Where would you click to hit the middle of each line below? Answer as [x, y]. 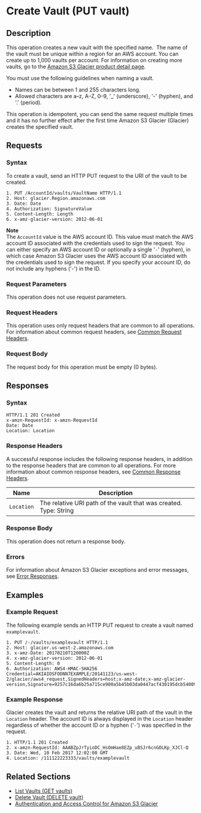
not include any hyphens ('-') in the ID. [54, 268]
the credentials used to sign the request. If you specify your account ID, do [98, 262]
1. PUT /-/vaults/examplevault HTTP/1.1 [57, 642]
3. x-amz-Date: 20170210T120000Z [48, 653]
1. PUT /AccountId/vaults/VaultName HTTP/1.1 [64, 193]
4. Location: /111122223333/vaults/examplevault [68, 759]
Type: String [57, 510]
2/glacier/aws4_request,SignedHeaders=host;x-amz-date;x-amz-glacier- [96, 679]
